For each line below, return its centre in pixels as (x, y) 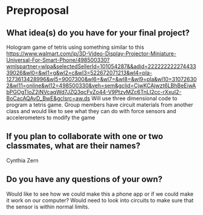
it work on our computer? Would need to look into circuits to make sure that (100, 200)
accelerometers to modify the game (51, 117)
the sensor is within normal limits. (48, 207)
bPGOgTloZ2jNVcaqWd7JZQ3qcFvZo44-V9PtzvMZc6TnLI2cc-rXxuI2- (94, 92)
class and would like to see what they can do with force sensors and (91, 111)
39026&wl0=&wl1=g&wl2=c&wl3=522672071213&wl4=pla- (79, 73)
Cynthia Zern (23, 160)
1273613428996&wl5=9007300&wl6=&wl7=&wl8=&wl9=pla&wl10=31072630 (102, 79)
